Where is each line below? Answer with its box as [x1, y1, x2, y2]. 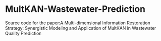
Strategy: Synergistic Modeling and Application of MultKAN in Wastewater [5, 25, 157, 31]
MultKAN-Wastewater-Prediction [5, 3, 146, 15]
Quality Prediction [5, 30, 42, 36]
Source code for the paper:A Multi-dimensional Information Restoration [5, 20, 150, 26]
